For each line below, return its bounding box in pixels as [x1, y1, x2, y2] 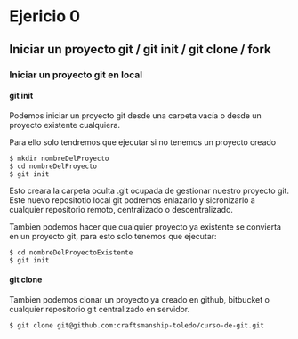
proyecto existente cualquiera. [9, 119, 121, 130]
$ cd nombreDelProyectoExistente [9, 247, 133, 257]
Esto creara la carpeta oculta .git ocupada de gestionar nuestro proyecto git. [9, 185, 289, 196]
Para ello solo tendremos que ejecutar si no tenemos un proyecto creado [9, 136, 277, 148]
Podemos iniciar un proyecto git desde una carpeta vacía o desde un [9, 109, 262, 121]
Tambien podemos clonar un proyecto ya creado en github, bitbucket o [9, 294, 270, 304]
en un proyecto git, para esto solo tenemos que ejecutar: [9, 230, 217, 241]
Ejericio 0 [9, 6, 81, 27]
